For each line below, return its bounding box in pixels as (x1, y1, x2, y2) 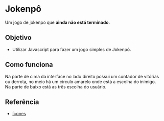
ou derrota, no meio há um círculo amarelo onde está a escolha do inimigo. (5, 79, 156, 85)
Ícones (12, 111, 26, 117)
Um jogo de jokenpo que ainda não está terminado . (5, 19, 110, 25)
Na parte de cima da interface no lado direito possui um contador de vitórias (5, 73, 159, 79)
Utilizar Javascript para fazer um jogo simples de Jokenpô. (12, 46, 131, 52)
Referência (5, 98, 39, 106)
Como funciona (5, 61, 53, 69)
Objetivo (5, 34, 32, 42)
